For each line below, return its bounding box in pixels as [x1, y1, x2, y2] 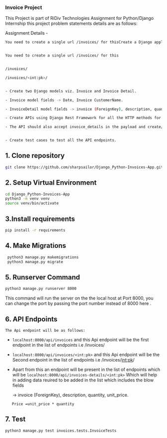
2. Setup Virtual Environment [5, 178, 97, 187]
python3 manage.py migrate [7, 259, 64, 264]
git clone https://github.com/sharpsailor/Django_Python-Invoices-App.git [5, 164, 164, 170]
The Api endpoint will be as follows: [5, 328, 85, 333]
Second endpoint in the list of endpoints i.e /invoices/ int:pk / [12, 357, 135, 363]
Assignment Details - [5, 30, 48, 36]
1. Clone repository [5, 151, 65, 160]
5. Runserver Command [5, 273, 81, 282]
